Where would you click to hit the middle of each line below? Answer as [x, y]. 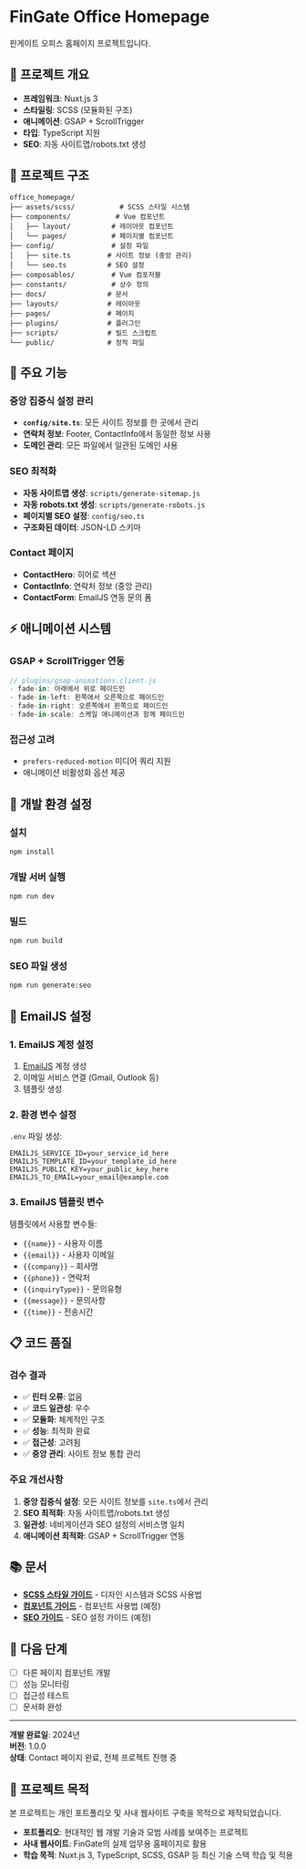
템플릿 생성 [42, 1088]
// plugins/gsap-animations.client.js [83, 680]
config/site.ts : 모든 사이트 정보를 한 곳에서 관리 [111, 422]
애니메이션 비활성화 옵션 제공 [74, 773]
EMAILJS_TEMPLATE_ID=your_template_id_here [93, 1162]
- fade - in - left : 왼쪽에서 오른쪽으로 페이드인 [87, 698]
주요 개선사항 [36, 1480]
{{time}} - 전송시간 [58, 1312]
